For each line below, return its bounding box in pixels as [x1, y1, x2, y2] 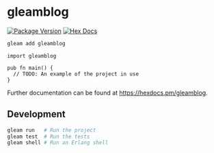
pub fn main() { [7, 64, 53, 71]
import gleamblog [7, 52, 57, 59]
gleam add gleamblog [7, 40, 66, 47]
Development [7, 108, 66, 120]
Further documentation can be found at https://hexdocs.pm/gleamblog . [7, 89, 208, 97]
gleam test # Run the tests [7, 133, 90, 140]
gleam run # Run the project [7, 126, 96, 134]
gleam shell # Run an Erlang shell [7, 139, 109, 146]
